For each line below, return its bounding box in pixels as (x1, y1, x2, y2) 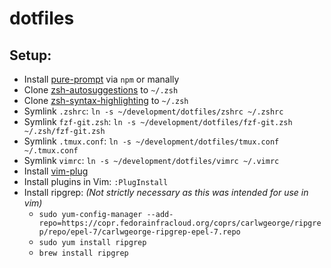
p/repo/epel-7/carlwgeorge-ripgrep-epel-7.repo (38, 227, 241, 237)
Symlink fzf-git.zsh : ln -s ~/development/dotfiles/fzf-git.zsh (23, 116, 293, 127)
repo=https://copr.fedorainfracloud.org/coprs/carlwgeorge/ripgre (38, 218, 322, 228)
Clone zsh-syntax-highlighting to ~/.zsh (23, 95, 189, 106)
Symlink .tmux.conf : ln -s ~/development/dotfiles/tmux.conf (23, 135, 280, 147)
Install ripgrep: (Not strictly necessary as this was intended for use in (23, 187, 309, 198)
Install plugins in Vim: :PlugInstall (23, 176, 169, 187)
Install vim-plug (23, 165, 89, 177)
